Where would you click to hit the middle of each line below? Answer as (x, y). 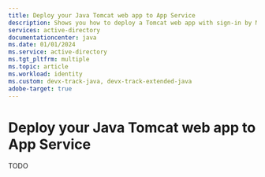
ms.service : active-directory (58, 52)
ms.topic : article (38, 67)
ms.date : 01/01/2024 (42, 45)
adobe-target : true (40, 88)
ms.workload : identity (45, 74)
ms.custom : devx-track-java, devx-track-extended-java (100, 81)
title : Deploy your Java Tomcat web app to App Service (102, 15)
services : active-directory (54, 30)
